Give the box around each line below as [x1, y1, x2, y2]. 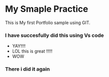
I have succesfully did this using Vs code [5, 32, 104, 39]
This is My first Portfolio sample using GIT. [5, 20, 90, 26]
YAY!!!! [12, 43, 26, 49]
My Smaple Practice [5, 3, 88, 15]
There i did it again [5, 66, 50, 73]
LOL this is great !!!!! [12, 48, 53, 54]
